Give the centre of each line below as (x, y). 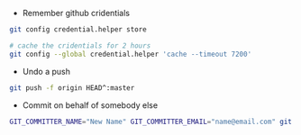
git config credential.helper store (78, 30)
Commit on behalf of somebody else (90, 105)
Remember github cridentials (76, 13)
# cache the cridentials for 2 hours (80, 45)
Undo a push (46, 71)
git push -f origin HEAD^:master (72, 88)
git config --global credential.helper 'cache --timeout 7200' (131, 54)
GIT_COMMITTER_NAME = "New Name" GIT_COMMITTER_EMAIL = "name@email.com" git (151, 121)
